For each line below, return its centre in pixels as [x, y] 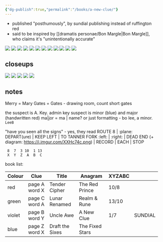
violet [14, 215]
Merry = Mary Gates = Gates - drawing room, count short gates [69, 104]
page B [36, 212]
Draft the [59, 226]
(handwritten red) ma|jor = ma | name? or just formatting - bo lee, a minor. [79, 118]
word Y [36, 218]
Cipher [57, 190]
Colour [16, 176]
